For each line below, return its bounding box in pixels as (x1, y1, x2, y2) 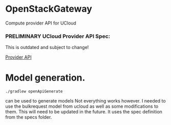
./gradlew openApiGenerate (5, 89, 63, 94)
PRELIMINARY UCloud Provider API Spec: (5, 33, 111, 40)
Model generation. (5, 72, 85, 84)
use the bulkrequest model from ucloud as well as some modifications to (5, 103, 159, 110)
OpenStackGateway (5, 3, 92, 15)
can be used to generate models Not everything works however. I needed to (5, 98, 166, 104)
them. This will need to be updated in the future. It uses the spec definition (5, 109, 163, 115)
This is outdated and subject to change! (5, 44, 89, 51)
